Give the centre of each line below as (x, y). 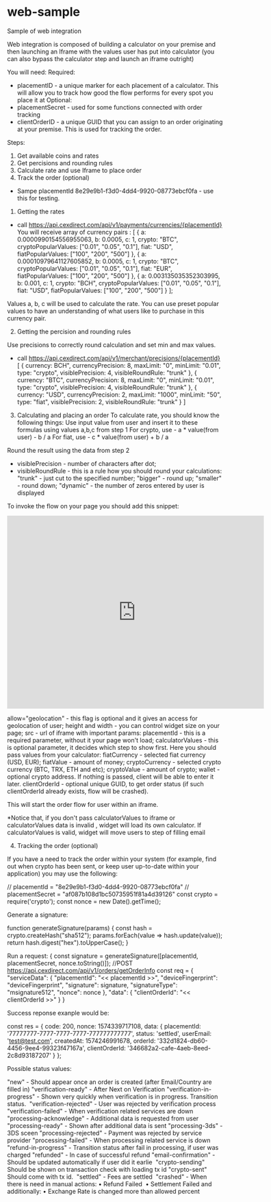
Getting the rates (41, 211)
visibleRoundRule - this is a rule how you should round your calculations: (119, 471)
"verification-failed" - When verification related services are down (100, 1111)
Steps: (16, 142)
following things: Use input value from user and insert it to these (107, 422)
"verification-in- (189, 1089)
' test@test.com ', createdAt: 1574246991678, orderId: (81, 1041)
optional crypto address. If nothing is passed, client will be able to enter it (111, 777)
